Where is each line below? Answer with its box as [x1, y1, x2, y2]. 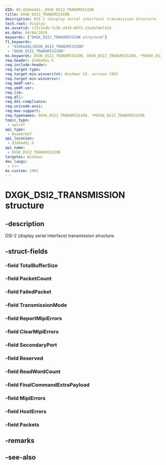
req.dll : [5, 94, 23, 99]
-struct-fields [5, 247, 48, 255]
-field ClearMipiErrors [5, 328, 59, 335]
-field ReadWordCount [5, 368, 61, 375]
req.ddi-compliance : [5, 99, 48, 104]
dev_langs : [5, 159, 28, 164]
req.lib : [5, 90, 23, 95]
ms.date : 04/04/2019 [5, 30, 48, 35]
